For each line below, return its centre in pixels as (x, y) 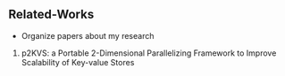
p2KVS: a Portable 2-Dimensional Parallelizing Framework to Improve (149, 53)
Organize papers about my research (88, 35)
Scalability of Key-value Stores (78, 62)
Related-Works (51, 15)
